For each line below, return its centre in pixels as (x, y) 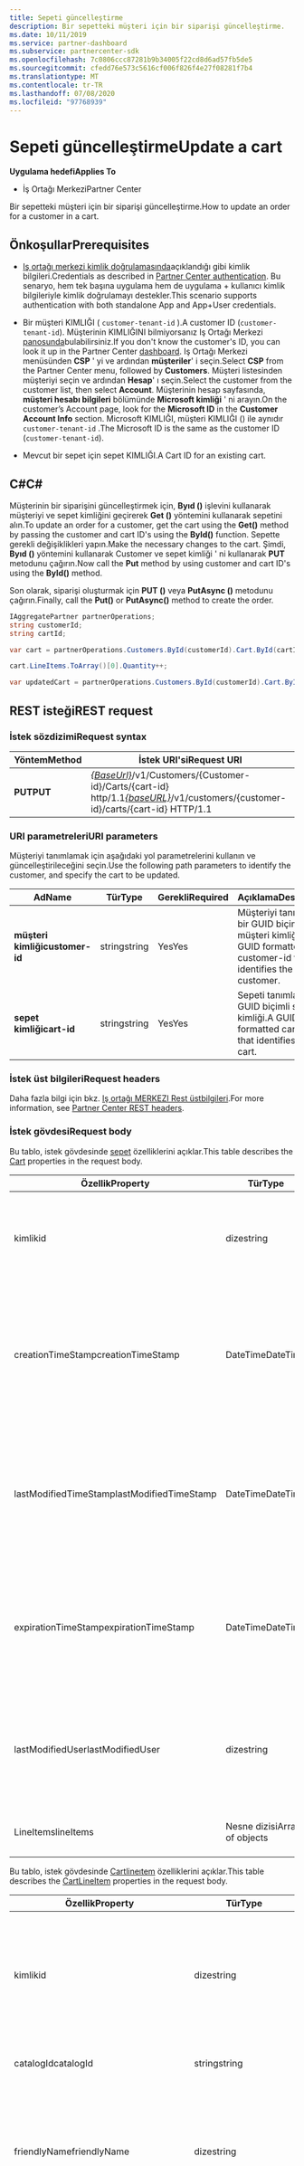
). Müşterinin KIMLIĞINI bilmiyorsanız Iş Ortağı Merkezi (161, 332)
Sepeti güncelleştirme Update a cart (146, 147)
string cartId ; (38, 633)
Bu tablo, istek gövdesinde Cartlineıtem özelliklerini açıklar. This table (137, 1871)
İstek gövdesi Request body (71, 1132)
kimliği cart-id (44, 1030)
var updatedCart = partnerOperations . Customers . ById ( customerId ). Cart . (147, 683)
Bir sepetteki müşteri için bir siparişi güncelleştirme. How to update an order (150, 207)
